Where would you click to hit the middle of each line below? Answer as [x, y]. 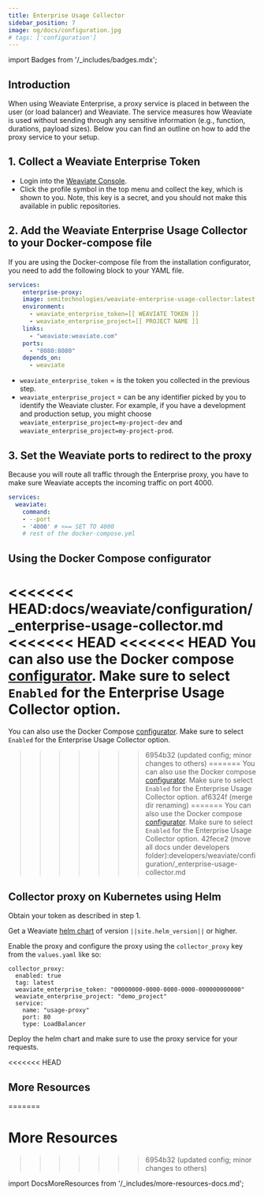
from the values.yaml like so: [55, 955]
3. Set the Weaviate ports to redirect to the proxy [130, 455]
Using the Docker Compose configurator [110, 558]
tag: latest [35, 983]
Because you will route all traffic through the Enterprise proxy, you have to [128, 474]
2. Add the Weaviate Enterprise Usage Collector [128, 230]
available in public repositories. [70, 206]
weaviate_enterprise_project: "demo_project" [91, 997]
